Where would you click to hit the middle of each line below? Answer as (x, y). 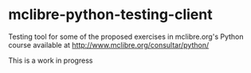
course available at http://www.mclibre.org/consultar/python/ (109, 44)
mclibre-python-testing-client (110, 15)
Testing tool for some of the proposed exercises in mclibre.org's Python (126, 36)
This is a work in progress (51, 60)
